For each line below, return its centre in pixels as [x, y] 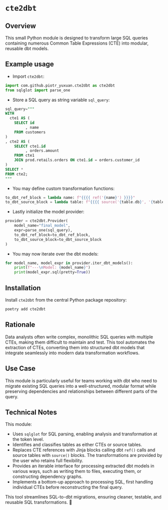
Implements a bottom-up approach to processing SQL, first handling [83, 482]
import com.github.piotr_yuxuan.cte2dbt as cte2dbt [60, 85]
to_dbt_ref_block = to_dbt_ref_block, [52, 235]
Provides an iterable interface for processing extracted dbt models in [83, 466]
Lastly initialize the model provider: [48, 212]
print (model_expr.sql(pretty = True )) [52, 272]
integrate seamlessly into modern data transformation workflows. [72, 353]
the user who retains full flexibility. [48, 461]
